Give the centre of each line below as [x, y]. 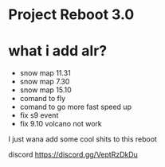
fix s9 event [39, 115]
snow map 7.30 [45, 82]
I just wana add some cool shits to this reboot [83, 139]
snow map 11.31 [45, 73]
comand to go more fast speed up [75, 107]
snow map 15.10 [45, 90]
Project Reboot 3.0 [71, 15]
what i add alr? [58, 51]
